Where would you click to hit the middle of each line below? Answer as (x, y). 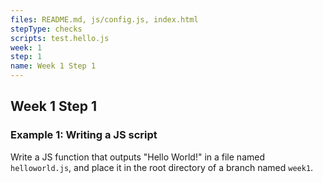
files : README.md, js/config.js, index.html (104, 19)
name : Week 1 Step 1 (53, 66)
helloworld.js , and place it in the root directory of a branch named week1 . (162, 167)
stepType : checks (46, 29)
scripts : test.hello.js (60, 38)
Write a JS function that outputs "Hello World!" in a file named (137, 157)
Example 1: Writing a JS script (84, 135)
